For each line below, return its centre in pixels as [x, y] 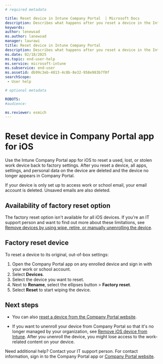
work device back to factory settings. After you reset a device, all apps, [76, 165]
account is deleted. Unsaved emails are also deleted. [58, 191]
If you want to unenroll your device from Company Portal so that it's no [83, 326]
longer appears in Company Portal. [40, 176]
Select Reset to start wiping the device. [51, 290]
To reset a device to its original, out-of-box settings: [57, 254]
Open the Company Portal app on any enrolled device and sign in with [82, 264]
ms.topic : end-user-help [30, 59]
